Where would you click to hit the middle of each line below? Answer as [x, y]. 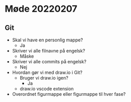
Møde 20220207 [41, 9]
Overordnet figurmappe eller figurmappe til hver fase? [69, 94]
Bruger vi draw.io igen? [44, 78]
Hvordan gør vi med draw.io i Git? [47, 72]
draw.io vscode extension [47, 89]
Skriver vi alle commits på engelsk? [49, 61]
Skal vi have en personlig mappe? [47, 40]
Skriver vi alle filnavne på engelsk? [48, 51]
